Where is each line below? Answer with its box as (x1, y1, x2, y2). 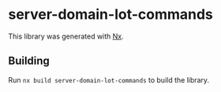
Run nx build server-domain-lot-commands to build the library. (8, 75, 210, 84)
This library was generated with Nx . (8, 31, 124, 41)
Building (8, 54, 50, 68)
